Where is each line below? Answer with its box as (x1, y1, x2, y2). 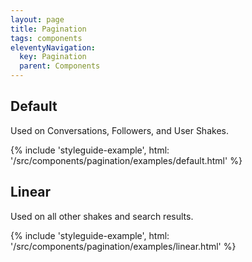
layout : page (10, 14, 65, 25)
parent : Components (19, 61, 101, 71)
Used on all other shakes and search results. (10, 210, 194, 222)
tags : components (10, 33, 83, 43)
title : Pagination (10, 24, 87, 34)
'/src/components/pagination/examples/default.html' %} (10, 154, 243, 166)
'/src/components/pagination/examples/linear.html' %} (10, 240, 237, 252)
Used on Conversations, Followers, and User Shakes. (10, 124, 229, 136)
